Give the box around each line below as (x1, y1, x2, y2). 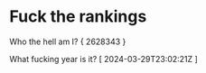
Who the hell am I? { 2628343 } (9, 36, 126, 47)
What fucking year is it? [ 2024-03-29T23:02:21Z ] (9, 53, 199, 64)
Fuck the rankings (9, 6, 147, 27)
